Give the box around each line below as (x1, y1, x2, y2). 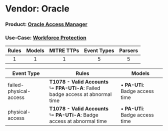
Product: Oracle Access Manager (5, 21, 87, 28)
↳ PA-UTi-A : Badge (49, 111, 98, 118)
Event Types (84, 47, 114, 54)
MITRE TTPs (49, 47, 79, 54)
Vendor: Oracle (5, 3, 70, 14)
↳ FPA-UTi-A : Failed (49, 84, 100, 91)
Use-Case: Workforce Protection (5, 34, 86, 41)
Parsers (119, 47, 138, 54)
